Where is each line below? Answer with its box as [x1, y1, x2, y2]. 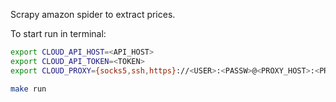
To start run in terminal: [10, 28, 107, 39]
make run [10, 84, 47, 94]
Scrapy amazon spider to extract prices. [10, 9, 176, 20]
